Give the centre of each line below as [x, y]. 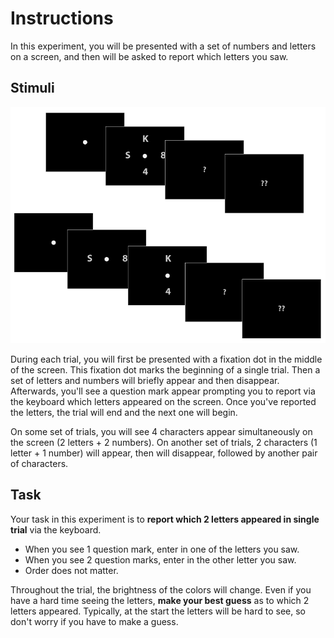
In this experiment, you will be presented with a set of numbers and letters [163, 46]
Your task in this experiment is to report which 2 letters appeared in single [165, 519]
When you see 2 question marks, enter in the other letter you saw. [160, 559]
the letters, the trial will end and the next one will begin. [124, 412]
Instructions [62, 18]
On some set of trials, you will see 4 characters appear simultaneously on [161, 431]
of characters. [39, 463]
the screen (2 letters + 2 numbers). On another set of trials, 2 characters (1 [164, 442]
